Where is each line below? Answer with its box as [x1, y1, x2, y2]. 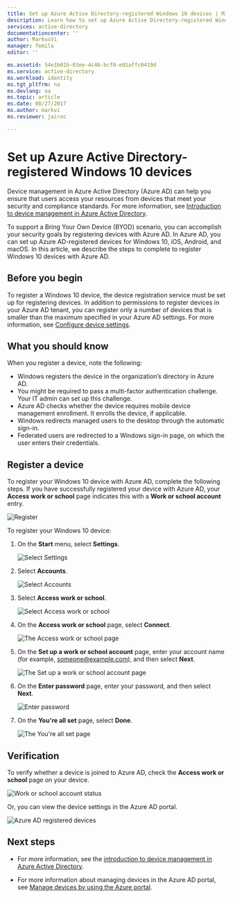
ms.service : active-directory [7, 67, 95, 75]
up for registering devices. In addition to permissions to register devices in [7, 298, 220, 307]
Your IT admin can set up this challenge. [17, 394, 132, 403]
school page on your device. [7, 776, 89, 784]
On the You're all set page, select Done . [17, 717, 133, 725]
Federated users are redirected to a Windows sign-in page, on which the [17, 432, 225, 440]
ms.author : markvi [7, 107, 60, 114]
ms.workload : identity [7, 74, 73, 81]
